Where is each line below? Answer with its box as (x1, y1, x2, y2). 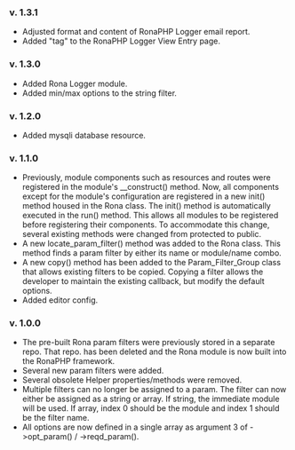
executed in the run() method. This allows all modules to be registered (21, 210, 279, 221)
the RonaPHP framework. (21, 356, 116, 367)
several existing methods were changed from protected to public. (21, 229, 262, 240)
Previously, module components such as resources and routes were (21, 172, 271, 183)
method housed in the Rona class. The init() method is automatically (21, 201, 271, 211)
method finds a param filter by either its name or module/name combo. (21, 248, 282, 258)
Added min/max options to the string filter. (21, 87, 178, 99)
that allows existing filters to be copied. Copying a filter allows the (21, 266, 264, 277)
